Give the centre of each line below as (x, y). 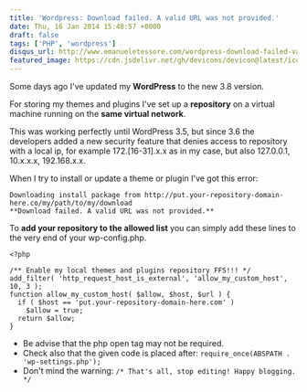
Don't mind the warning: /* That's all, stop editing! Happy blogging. (159, 371)
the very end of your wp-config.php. (78, 238)
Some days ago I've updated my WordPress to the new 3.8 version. (137, 86)
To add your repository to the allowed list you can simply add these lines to (153, 228)
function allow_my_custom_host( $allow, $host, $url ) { (120, 294)
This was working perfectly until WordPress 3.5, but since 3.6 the (132, 132)
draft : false (34, 35)
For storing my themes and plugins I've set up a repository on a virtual (143, 104)
